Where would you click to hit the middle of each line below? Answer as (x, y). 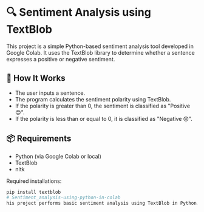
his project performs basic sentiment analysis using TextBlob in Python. (103, 203)
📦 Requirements (39, 139)
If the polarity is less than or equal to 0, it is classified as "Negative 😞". (104, 118)
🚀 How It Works (36, 78)
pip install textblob (34, 192)
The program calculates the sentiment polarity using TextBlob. (93, 99)
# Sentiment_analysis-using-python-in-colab (63, 198)
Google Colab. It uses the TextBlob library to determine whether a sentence (101, 52)
